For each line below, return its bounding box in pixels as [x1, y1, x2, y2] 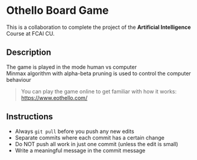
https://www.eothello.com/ [20, 94, 88, 101]
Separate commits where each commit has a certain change [14, 134, 164, 141]
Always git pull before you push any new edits [14, 128, 134, 135]
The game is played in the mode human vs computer [6, 63, 137, 70]
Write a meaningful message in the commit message [14, 147, 146, 154]
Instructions [6, 112, 53, 122]
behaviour [6, 76, 31, 83]
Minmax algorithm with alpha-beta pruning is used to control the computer [6, 70, 192, 77]
